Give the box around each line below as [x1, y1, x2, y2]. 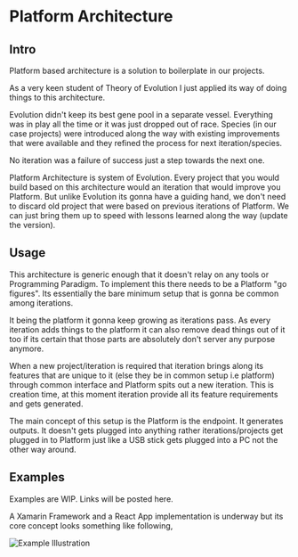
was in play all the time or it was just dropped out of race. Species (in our [9, 119, 278, 129]
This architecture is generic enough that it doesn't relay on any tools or [9, 269, 270, 280]
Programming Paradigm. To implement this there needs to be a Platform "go [9, 278, 287, 289]
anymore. [9, 343, 44, 354]
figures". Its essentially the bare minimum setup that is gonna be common [9, 288, 279, 299]
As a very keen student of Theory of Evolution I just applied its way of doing [9, 83, 287, 93]
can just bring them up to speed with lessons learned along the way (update [9, 210, 288, 220]
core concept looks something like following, [9, 520, 173, 531]
